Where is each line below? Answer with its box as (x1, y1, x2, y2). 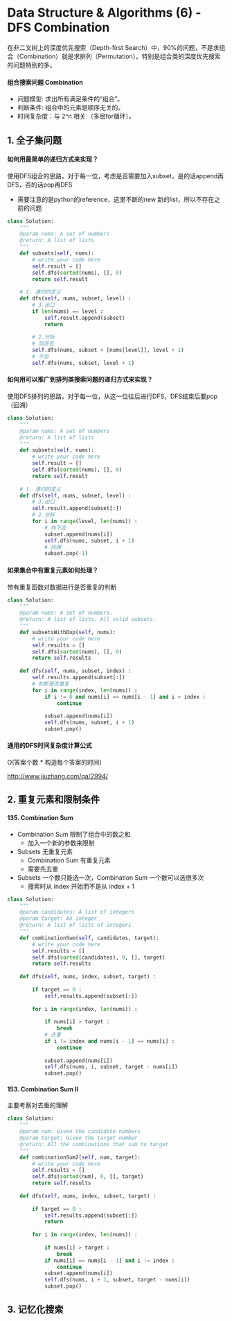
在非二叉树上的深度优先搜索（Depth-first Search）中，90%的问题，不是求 (7, 43, 220, 51)
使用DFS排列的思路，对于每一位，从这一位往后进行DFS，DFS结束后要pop (7, 392, 218, 400)
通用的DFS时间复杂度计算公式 (7, 741, 92, 750)
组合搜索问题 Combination (7, 78, 83, 86)
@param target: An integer (19, 915, 98, 922)
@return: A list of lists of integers (19, 921, 132, 929)
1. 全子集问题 (7, 134, 62, 146)
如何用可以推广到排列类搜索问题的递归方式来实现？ (7, 375, 153, 384)
